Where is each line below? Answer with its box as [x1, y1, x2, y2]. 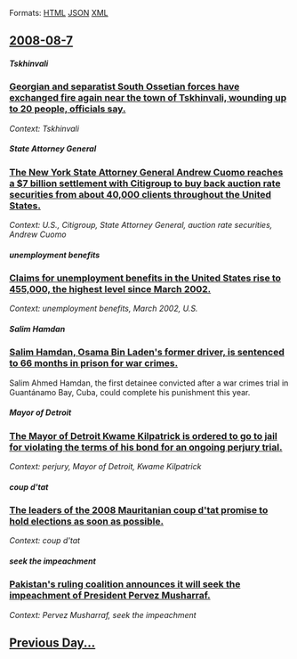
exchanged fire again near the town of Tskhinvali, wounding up [9, 92, 287, 104]
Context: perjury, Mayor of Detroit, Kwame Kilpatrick [9, 461, 202, 472]
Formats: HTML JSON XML [9, 8, 108, 18]
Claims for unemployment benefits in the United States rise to [9, 272, 282, 284]
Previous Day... [9, 636, 96, 651]
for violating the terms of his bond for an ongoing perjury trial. [9, 441, 283, 453]
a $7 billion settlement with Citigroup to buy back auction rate [9, 177, 281, 190]
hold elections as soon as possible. [9, 516, 165, 528]
